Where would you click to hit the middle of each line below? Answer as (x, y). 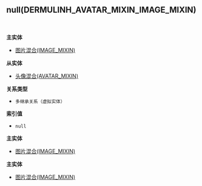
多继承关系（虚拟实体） (40, 102)
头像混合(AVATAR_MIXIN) (47, 76)
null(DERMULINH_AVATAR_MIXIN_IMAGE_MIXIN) (101, 10)
